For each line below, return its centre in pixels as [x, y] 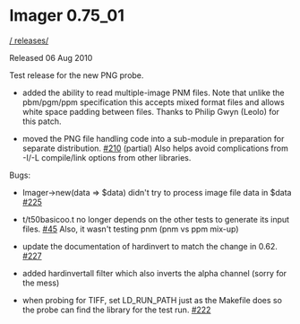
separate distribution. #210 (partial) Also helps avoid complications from [155, 148]
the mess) [41, 283]
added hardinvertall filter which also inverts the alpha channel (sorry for [154, 273]
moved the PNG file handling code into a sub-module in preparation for [153, 138]
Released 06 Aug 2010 [51, 57]
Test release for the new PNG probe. [77, 75]
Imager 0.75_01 [67, 16]
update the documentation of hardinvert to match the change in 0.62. [150, 246]
